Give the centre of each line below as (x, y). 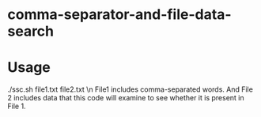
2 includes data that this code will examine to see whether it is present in (126, 98)
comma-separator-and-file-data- (119, 15)
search (31, 31)
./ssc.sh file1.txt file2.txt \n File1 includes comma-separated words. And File (130, 89)
